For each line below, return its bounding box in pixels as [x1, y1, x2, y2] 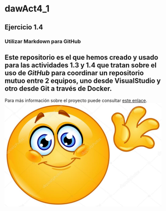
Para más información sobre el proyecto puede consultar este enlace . [4, 98, 148, 104]
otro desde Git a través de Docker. [4, 84, 112, 93]
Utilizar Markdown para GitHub [4, 38, 81, 45]
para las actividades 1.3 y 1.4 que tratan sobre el [4, 61, 157, 69]
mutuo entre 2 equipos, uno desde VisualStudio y [4, 76, 161, 85]
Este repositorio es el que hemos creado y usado [4, 53, 159, 61]
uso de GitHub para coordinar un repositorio [4, 68, 144, 77]
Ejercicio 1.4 [4, 23, 43, 31]
